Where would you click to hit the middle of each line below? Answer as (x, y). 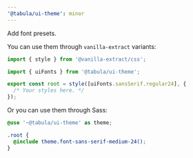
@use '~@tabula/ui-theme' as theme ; (60, 123)
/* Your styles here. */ (49, 90)
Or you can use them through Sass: (58, 110)
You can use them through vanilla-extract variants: (82, 46)
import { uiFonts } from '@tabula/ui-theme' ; (73, 72)
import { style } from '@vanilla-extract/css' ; (77, 59)
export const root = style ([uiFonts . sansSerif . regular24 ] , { (97, 84)
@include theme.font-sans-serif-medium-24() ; (80, 141)
